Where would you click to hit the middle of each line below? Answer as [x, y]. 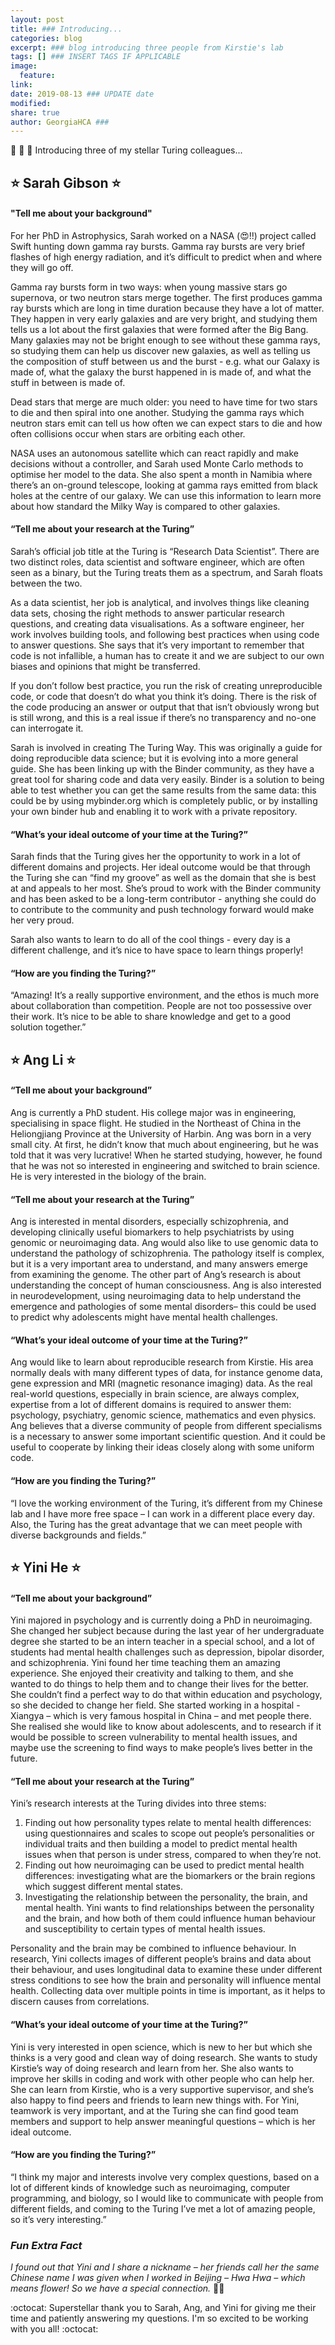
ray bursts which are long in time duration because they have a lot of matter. [167, 308]
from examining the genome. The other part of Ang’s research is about [156, 1275]
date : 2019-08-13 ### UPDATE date [82, 94]
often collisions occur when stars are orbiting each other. [128, 433]
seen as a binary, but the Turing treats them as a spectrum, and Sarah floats [166, 573]
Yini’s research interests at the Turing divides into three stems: [138, 1803]
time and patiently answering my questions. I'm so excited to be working [159, 2318]
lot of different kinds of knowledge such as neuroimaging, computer [150, 2187]
